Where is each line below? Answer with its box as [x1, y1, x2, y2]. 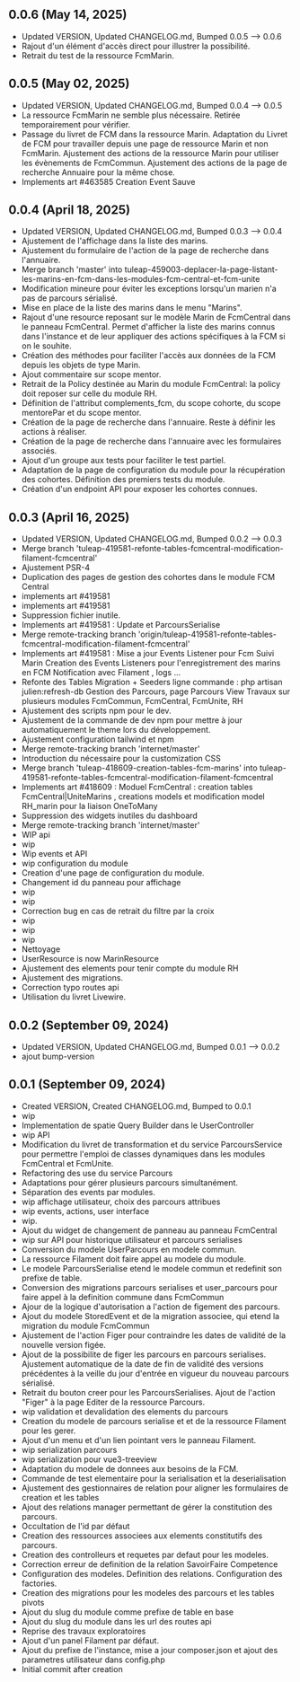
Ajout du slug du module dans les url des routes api [21, 1616, 212, 1626]
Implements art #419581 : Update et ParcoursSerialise [21, 620, 221, 630]
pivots [21, 1597, 45, 1607]
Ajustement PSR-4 [21, 562, 91, 573]
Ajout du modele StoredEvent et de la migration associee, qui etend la [21, 1310, 280, 1321]
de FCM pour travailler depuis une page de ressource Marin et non [21, 138, 269, 149]
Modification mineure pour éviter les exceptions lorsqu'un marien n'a [21, 283, 278, 295]
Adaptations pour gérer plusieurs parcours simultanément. [21, 1176, 239, 1188]
